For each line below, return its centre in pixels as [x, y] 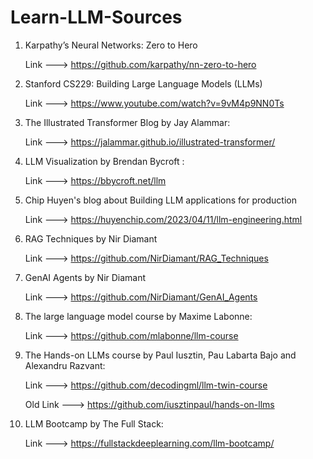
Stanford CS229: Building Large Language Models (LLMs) [143, 83]
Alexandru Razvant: [65, 365]
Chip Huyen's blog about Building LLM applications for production [160, 200]
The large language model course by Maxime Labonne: [138, 316]
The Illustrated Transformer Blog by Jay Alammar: [127, 122]
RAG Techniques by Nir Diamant [91, 238]
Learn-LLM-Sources [96, 17]
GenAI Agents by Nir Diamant [85, 277]
